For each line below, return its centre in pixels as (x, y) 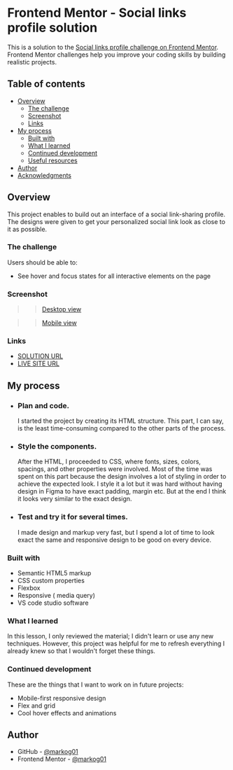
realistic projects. (32, 62)
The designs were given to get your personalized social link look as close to (116, 221)
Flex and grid (36, 706)
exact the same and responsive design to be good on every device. (114, 540)
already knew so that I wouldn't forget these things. (82, 651)
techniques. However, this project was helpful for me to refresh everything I (116, 644)
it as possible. (27, 229)
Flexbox (29, 588)
